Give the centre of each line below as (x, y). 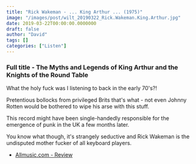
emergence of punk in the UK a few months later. (68, 125)
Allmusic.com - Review (44, 155)
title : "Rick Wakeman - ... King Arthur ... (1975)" (75, 12)
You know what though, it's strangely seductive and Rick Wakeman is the (98, 137)
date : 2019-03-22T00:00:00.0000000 (51, 23)
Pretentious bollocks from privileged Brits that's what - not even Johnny (96, 100)
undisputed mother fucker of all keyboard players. (69, 143)
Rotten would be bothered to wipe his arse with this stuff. (78, 107)
